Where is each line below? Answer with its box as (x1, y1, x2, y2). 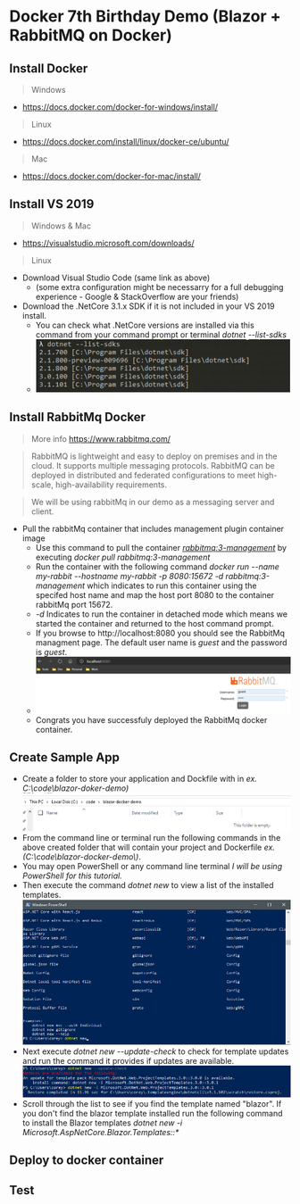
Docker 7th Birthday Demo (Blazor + (9, 6, 281, 27)
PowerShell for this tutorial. (21, 870, 122, 881)
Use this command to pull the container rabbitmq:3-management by (35, 542, 287, 552)
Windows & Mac (30, 220, 92, 231)
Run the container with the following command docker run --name (35, 560, 279, 572)
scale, (30, 479, 54, 490)
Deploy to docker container (9, 1152, 164, 1167)
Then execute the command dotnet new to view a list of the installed (21, 879, 274, 890)
